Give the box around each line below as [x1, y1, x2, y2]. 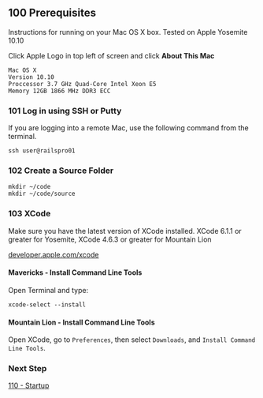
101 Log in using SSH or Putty [8, 105, 122, 116]
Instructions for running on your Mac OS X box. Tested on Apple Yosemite [8, 27, 248, 36]
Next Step [8, 363, 47, 374]
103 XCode [8, 208, 51, 220]
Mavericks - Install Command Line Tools [8, 268, 143, 277]
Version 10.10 [8, 73, 55, 81]
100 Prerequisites [8, 6, 97, 20]
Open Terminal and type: [8, 285, 89, 295]
